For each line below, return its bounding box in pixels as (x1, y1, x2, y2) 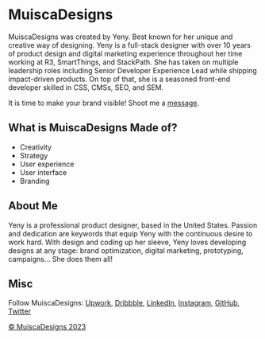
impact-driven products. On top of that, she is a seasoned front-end (8, 74, 231, 84)
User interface (19, 167, 67, 177)
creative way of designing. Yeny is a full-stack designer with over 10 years (8, 40, 252, 49)
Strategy (19, 150, 48, 160)
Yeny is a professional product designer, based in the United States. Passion (8, 220, 258, 230)
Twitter (8, 306, 32, 316)
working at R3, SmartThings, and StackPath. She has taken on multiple (8, 57, 239, 67)
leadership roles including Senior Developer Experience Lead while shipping (8, 65, 258, 75)
